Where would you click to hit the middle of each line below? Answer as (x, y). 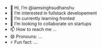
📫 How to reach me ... (33, 29)
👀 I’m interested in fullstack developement (53, 13)
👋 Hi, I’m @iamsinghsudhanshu (42, 8)
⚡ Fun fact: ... (24, 42)
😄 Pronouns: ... (26, 36)
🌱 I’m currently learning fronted (42, 18)
